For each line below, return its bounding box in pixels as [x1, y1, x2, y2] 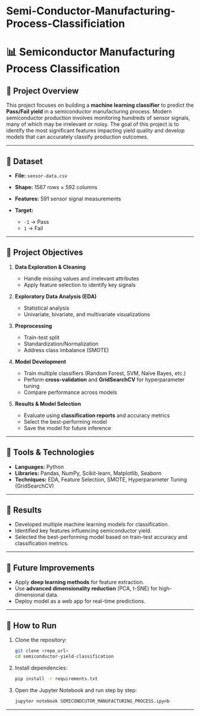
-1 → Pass [23, 218, 49, 225]
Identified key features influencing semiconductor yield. [14, 527, 152, 535]
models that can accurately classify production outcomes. [6, 133, 149, 141]
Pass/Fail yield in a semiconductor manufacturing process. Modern [6, 108, 172, 115]
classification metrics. [14, 540, 69, 547]
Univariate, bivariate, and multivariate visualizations [23, 310, 151, 317]
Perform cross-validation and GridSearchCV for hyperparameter [23, 376, 185, 383]
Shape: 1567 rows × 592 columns [14, 184, 98, 190]
